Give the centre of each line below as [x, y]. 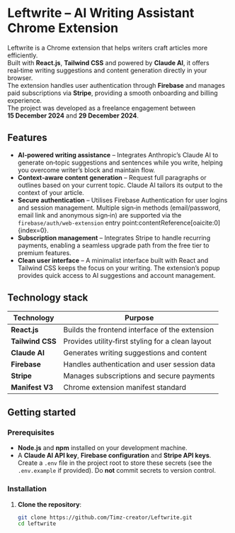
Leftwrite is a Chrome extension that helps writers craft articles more [108, 47]
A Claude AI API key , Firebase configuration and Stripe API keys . [114, 456]
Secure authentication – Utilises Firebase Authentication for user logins [122, 200]
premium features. [45, 252]
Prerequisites [31, 432]
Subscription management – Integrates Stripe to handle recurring [114, 237]
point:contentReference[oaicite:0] [171, 223]
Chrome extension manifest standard [125, 387]
